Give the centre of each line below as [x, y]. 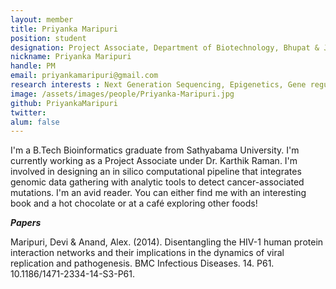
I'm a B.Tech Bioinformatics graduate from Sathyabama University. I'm [155, 150]
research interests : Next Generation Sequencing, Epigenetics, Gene [158, 85]
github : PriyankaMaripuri [64, 103]
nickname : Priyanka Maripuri [71, 57]
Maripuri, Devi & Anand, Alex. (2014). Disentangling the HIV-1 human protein [167, 242]
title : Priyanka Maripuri [64, 29]
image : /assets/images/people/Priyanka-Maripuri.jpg [122, 94]
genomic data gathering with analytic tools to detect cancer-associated [157, 182]
